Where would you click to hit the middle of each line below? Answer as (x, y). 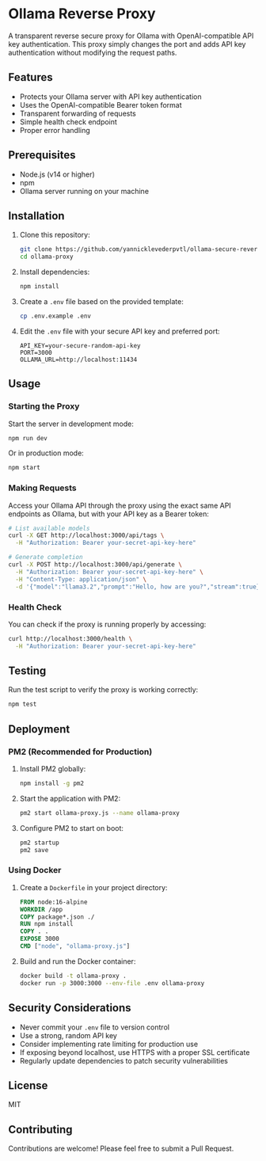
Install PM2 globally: (53, 769)
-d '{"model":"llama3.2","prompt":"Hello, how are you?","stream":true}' (139, 587)
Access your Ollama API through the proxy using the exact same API (120, 505)
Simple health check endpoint (68, 122)
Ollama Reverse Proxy (82, 14)
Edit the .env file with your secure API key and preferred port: (120, 331)
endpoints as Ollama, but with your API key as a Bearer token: (109, 514)
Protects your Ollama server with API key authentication (110, 97)
